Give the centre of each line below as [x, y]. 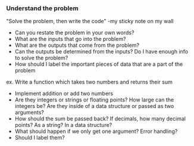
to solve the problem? [41, 58]
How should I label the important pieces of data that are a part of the [99, 64]
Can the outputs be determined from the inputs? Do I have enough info [101, 52]
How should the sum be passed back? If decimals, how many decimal [100, 119]
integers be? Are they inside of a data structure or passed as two [94, 106]
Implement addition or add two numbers [64, 94]
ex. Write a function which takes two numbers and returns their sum [89, 82]
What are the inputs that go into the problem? [70, 39]
